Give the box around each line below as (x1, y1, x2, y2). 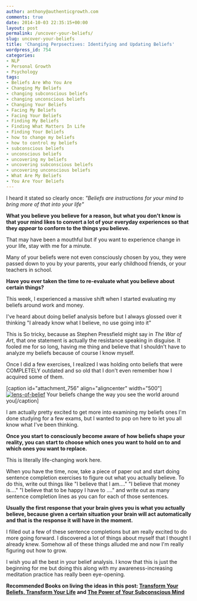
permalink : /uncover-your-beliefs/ (6, 31, 94, 36)
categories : (6, 52, 35, 58)
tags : (6, 74, 19, 80)
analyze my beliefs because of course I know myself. (6, 349, 135, 356)
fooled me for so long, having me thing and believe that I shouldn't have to (6, 343, 186, 350)
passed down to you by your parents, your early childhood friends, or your (6, 260, 186, 267)
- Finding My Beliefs (6, 118, 59, 124)
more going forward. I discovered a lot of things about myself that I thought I (6, 534, 191, 542)
